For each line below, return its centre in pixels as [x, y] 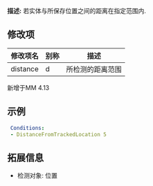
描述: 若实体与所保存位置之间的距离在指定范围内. [77, 11]
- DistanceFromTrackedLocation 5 [58, 134]
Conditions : [27, 128]
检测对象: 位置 [37, 176]
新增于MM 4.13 [28, 87]
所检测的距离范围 [94, 69]
